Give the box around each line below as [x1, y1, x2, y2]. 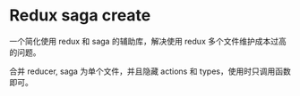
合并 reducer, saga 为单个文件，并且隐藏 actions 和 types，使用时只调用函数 [9, 66, 291, 76]
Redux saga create [9, 5, 151, 26]
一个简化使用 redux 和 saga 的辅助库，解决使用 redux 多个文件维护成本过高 [9, 36, 287, 46]
